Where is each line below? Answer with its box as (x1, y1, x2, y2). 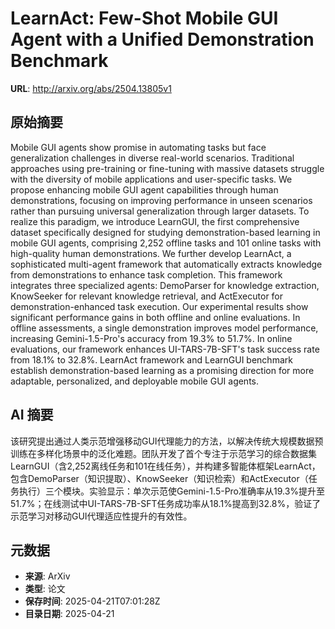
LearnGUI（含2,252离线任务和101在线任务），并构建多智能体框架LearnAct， (10, 460, 321, 472)
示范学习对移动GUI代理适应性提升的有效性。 (10, 510, 193, 522)
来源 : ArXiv (24, 570, 71, 582)
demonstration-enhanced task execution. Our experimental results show (10, 300, 309, 312)
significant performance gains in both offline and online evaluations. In (10, 311, 301, 323)
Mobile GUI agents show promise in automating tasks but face (10, 141, 267, 153)
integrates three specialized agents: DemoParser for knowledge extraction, (10, 279, 320, 291)
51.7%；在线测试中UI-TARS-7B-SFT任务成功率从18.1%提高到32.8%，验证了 (10, 497, 322, 509)
